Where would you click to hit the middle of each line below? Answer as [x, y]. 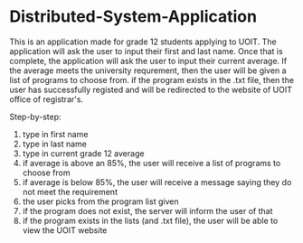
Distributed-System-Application [133, 17]
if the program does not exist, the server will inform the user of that [147, 210]
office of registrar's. [47, 99]
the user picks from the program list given [100, 201]
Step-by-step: [35, 117]
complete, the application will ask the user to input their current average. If [148, 61]
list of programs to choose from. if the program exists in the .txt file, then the [152, 79]
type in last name [55, 144]
